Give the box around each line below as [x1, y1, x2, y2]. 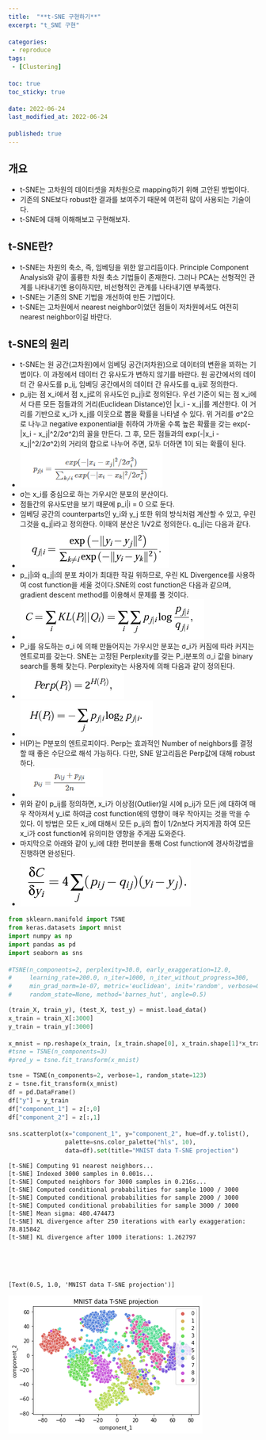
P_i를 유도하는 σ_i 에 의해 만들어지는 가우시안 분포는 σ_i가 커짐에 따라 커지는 [19, 642, 255, 651]
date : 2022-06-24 [8, 105, 66, 113]
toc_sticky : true [8, 88, 66, 96]
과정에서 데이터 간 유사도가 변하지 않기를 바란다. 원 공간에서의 [51, 369, 241, 380]
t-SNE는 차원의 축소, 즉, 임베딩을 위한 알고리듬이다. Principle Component [19, 262, 249, 272]
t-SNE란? [8, 240, 54, 254]
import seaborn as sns [8, 949, 83, 957]
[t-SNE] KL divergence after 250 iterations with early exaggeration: [8, 1217, 246, 1225]
